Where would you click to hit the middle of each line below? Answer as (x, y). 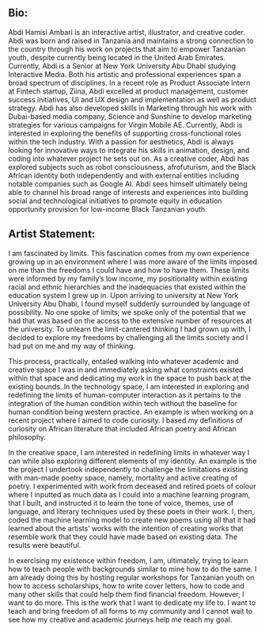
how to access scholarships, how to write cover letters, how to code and (127, 585)
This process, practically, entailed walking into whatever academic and (123, 361)
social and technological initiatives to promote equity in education (115, 201)
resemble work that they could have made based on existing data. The (123, 536)
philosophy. (27, 437)
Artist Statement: (52, 234)
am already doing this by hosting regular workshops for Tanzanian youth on (131, 577)
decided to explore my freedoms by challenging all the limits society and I (128, 337)
